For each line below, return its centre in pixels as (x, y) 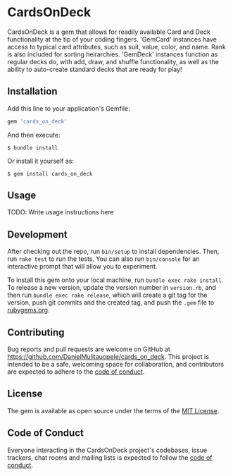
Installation (32, 91)
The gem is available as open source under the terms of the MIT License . (113, 410)
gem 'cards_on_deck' (38, 121)
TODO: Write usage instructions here (61, 212)
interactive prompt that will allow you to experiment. (82, 267)
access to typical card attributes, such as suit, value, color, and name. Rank (117, 47)
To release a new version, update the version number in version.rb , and (112, 288)
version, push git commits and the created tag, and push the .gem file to (111, 303)
